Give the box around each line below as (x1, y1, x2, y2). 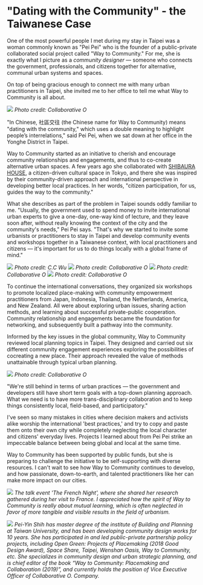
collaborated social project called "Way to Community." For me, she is (7, 50, 181, 57)
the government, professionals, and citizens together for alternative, (7, 62, 176, 70)
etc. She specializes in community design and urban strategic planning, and (7, 552, 197, 560)
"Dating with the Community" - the (7, 4, 186, 18)
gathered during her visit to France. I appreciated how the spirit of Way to (7, 495, 191, 502)
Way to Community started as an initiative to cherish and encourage (7, 150, 176, 157)
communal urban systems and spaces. (7, 69, 103, 76)
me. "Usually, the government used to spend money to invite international (7, 206, 190, 214)
